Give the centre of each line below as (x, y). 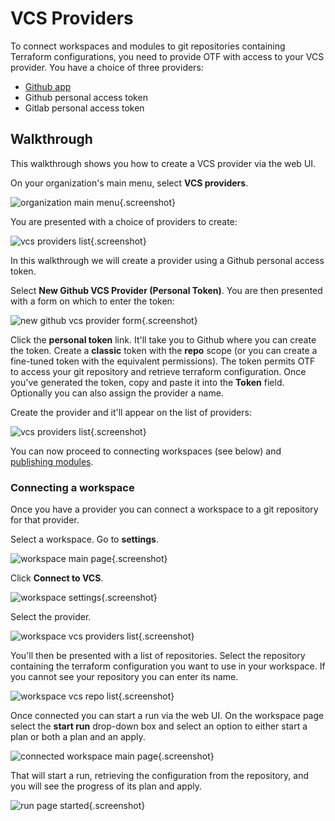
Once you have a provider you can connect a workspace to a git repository (164, 509)
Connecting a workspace (72, 487)
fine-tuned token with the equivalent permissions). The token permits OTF (163, 361)
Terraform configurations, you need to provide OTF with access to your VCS (167, 56)
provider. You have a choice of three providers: (107, 67)
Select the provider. (51, 617)
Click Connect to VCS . (57, 578)
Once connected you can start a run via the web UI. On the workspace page (167, 716)
